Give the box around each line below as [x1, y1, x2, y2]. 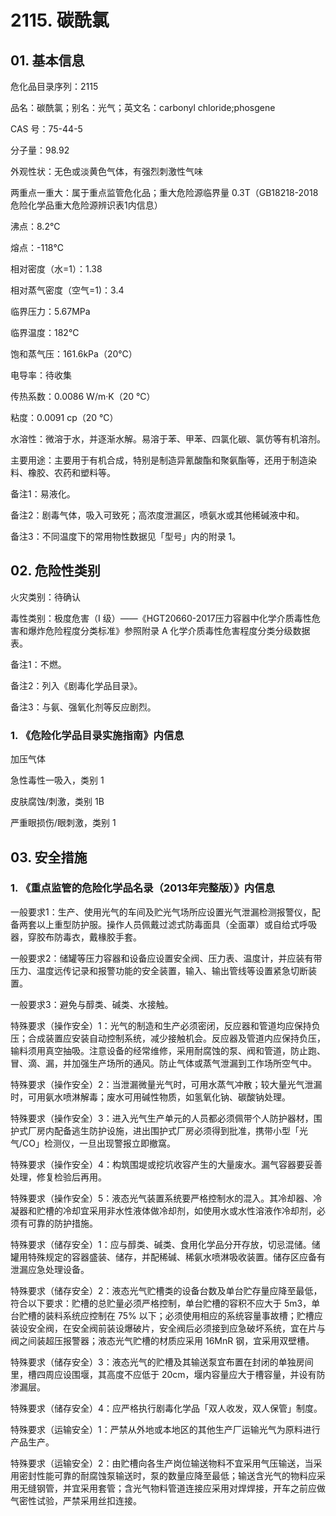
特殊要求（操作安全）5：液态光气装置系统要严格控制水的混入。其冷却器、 [10, 1192, 314, 1204]
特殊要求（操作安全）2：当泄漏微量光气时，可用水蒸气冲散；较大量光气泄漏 [10, 1078, 323, 1090]
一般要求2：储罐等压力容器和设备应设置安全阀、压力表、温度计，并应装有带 [10, 952, 323, 964]
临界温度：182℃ [10, 327, 80, 338]
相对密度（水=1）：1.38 [10, 263, 103, 275]
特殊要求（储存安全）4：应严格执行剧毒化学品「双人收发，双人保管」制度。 [10, 1402, 323, 1414]
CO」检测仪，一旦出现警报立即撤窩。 [22, 1137, 176, 1149]
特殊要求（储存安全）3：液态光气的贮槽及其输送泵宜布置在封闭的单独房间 [10, 1356, 314, 1368]
